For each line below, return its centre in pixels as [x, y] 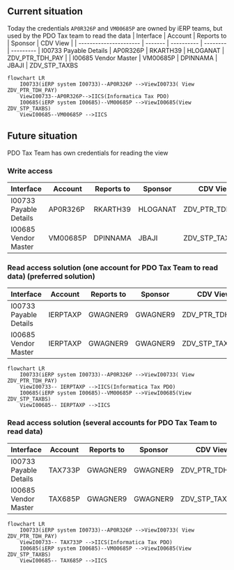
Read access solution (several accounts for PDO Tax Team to [112, 423]
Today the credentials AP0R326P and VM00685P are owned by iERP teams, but [115, 28]
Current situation [45, 11]
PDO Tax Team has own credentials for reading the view [88, 153]
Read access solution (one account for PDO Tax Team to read [112, 268]
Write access [30, 171]
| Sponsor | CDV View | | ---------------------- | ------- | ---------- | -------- [117, 43]
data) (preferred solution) [51, 276]
